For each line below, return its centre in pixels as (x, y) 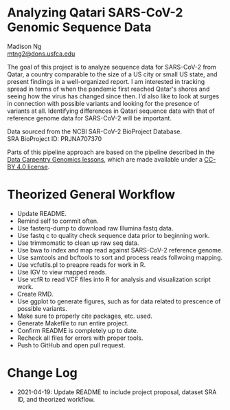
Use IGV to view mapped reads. (62, 272)
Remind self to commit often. (58, 221)
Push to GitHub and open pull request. (71, 345)
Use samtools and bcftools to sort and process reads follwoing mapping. (120, 257)
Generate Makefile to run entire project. (73, 323)
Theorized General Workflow (91, 195)
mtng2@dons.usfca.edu (41, 54)
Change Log (42, 373)
